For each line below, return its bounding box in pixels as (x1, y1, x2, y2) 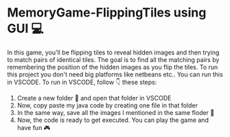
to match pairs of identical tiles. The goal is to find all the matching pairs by (7, 55, 220, 63)
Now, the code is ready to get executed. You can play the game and (16, 116, 209, 124)
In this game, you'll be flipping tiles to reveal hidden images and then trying (7, 48, 220, 56)
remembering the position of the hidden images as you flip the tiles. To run (7, 63, 218, 71)
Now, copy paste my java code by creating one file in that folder (16, 101, 198, 109)
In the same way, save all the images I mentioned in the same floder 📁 (16, 108, 215, 116)
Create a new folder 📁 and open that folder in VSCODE (16, 94, 172, 102)
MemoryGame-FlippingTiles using (7, 5, 207, 21)
